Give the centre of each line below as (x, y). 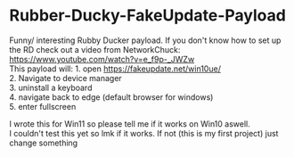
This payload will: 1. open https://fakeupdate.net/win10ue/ (115, 69)
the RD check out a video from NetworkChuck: (95, 49)
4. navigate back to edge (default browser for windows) (111, 97)
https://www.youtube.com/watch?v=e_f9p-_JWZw (102, 59)
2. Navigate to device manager (65, 78)
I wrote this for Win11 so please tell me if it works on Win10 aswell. (130, 124)
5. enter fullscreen (43, 106)
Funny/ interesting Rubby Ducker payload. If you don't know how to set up (145, 40)
